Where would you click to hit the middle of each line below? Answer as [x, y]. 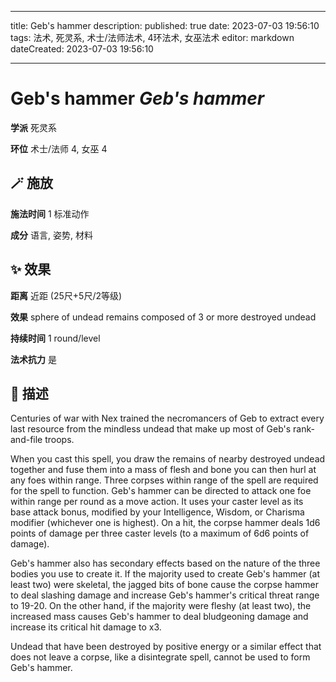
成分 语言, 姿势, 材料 [51, 235]
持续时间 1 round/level [55, 338]
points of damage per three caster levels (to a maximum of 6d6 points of [160, 533]
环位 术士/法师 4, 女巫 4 [59, 148]
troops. [59, 440]
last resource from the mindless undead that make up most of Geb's [151, 429]
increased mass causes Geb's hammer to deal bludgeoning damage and [159, 617]
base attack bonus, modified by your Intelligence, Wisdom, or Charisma [157, 512]
